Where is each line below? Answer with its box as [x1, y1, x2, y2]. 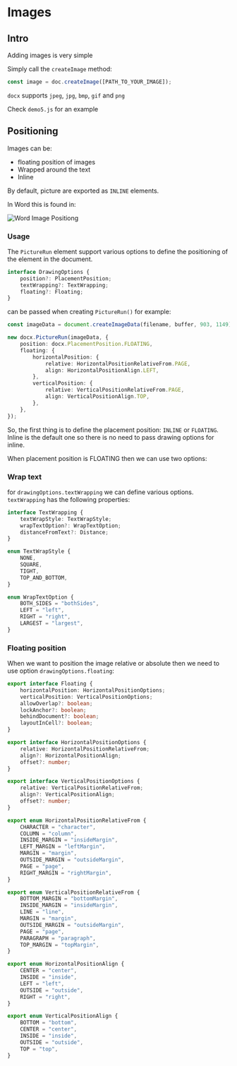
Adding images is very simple [7, 51, 93, 59]
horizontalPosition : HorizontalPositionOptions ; [20, 686, 166, 694]
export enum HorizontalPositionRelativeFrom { [7, 817, 147, 824]
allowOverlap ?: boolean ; [20, 700, 93, 707]
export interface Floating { [7, 681, 93, 688]
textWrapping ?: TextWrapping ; [20, 282, 109, 289]
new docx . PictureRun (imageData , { [7, 334, 109, 341]
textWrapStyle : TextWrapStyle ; [20, 515, 112, 522]
